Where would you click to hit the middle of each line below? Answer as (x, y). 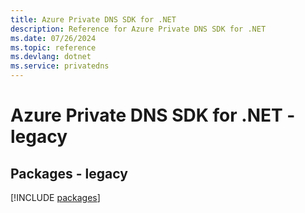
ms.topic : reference (53, 47)
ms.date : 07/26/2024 (53, 38)
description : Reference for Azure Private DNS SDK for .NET (138, 29)
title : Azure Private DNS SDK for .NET (93, 19)
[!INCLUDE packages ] (55, 197)
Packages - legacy (69, 173)
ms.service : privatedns (60, 66)
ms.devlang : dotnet (51, 57)
